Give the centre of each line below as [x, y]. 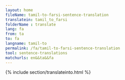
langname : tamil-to [26, 44]
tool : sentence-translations [36, 53]
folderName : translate [31, 24]
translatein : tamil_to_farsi [36, 19]
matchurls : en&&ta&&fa [29, 58]
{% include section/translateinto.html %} [48, 72]
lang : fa [15, 29]
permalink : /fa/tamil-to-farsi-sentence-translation [63, 48]
